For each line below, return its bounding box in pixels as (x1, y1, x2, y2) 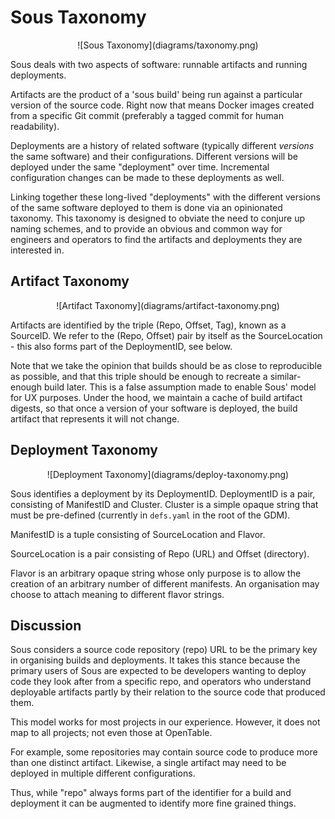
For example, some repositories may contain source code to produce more (10, 746, 318, 758)
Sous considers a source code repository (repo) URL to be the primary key (10, 644, 318, 656)
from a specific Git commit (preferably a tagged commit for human (10, 109, 284, 121)
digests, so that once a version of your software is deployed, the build (10, 402, 298, 414)
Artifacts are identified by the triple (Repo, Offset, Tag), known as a (10, 319, 287, 331)
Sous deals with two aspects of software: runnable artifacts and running (10, 58, 308, 70)
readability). (10, 120, 60, 132)
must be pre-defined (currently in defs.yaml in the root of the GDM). (10, 509, 291, 521)
